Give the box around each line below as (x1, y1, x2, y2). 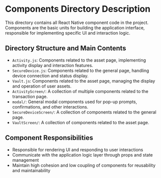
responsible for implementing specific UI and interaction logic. (5, 30, 131, 36)
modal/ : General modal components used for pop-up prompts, (12, 99, 137, 105)
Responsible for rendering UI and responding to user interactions (12, 147, 143, 153)
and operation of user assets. (12, 83, 72, 89)
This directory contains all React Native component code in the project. (5, 20, 149, 25)
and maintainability (12, 167, 50, 173)
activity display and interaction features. (12, 62, 93, 68)
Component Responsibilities (5, 133, 93, 142)
